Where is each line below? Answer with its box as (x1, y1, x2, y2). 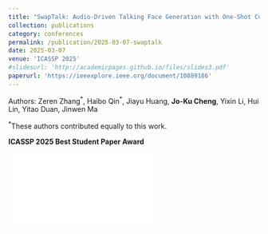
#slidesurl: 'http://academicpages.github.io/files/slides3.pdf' (8, 64, 230, 72)
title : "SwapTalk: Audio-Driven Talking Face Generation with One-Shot (8, 13, 251, 21)
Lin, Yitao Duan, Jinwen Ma (8, 105, 98, 114)
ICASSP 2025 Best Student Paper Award (8, 137, 145, 147)
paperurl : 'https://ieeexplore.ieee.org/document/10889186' (8, 72, 213, 80)
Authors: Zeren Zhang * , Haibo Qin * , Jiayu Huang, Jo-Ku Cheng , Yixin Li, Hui (8, 94, 259, 105)
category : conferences (8, 30, 84, 38)
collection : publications (8, 21, 94, 30)
